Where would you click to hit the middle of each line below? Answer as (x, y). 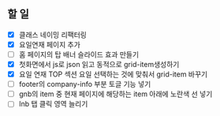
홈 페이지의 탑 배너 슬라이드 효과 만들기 (79, 54)
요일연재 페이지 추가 (49, 44)
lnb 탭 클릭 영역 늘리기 (53, 104)
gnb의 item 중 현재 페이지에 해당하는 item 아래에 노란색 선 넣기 (116, 94)
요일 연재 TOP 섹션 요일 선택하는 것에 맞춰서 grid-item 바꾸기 (113, 74)
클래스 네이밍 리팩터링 (53, 35)
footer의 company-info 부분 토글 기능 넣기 (85, 84)
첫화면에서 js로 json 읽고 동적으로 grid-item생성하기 (99, 64)
